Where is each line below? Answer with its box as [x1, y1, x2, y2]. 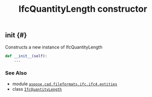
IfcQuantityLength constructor [18, 3, 148, 15]
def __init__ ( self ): [5, 53, 48, 58]
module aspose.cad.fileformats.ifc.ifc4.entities [12, 81, 117, 87]
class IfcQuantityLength [12, 86, 62, 92]
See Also [5, 70, 27, 76]
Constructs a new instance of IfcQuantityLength [5, 44, 103, 50]
